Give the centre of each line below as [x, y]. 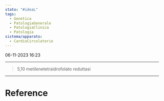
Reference [26, 93]
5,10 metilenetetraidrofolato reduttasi [54, 69]
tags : [10, 14]
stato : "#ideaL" [21, 9]
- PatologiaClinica [29, 28]
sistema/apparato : [24, 37]
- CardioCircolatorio [31, 41]
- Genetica [20, 18]
